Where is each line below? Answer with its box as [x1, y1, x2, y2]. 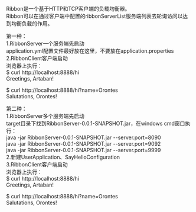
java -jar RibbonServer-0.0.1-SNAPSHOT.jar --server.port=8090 [6, 134, 161, 141]
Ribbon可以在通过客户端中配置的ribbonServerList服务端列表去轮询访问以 [6, 12, 183, 20]
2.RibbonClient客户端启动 [6, 55, 68, 62]
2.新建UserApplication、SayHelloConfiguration [6, 153, 120, 160]
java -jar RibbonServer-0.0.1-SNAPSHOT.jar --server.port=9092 [6, 140, 161, 147]
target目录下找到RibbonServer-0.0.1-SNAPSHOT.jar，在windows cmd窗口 [6, 120, 185, 127]
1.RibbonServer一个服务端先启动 [6, 40, 84, 47]
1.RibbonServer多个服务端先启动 [6, 113, 84, 120]
